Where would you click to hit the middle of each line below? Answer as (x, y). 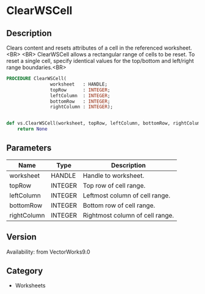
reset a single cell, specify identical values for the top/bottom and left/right (100, 61)
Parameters (29, 148)
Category (25, 271)
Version (21, 237)
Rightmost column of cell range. (128, 215)
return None (32, 129)
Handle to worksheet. (113, 175)
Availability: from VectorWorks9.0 (48, 252)
